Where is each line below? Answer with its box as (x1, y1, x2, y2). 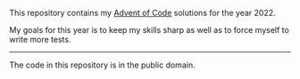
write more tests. (9, 35, 71, 44)
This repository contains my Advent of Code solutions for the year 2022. (9, 8, 276, 18)
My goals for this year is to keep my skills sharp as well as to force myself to (9, 25, 290, 35)
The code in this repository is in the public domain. (9, 59, 196, 70)
